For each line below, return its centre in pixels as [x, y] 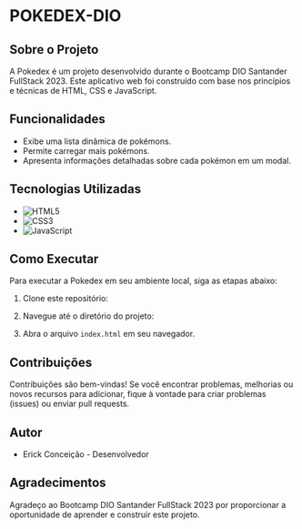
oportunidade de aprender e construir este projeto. [105, 514]
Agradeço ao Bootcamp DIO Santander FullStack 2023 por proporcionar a [148, 504]
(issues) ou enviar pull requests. [70, 404]
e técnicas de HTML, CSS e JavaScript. [83, 91]
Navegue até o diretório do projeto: [88, 316]
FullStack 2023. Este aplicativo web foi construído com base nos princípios [150, 81]
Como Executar [54, 259]
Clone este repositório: [65, 299]
